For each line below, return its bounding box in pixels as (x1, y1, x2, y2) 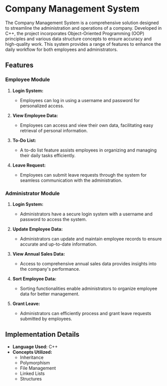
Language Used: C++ (12, 343, 58, 350)
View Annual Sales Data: (12, 251, 65, 257)
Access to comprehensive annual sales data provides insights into (20, 260, 157, 267)
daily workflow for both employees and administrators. (5, 46, 118, 52)
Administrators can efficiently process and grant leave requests (20, 310, 151, 316)
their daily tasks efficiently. (20, 152, 76, 159)
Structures (20, 375, 42, 381)
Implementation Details (5, 330, 80, 339)
